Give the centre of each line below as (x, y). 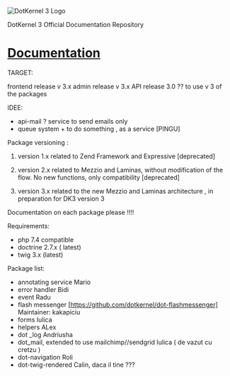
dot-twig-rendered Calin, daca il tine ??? (76, 365)
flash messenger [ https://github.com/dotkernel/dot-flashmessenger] (117, 305)
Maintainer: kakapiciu (49, 312)
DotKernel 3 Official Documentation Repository (75, 24)
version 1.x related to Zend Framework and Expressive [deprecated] (116, 156)
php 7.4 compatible (46, 240)
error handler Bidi (43, 289)
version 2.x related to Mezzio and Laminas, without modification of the (120, 170)
